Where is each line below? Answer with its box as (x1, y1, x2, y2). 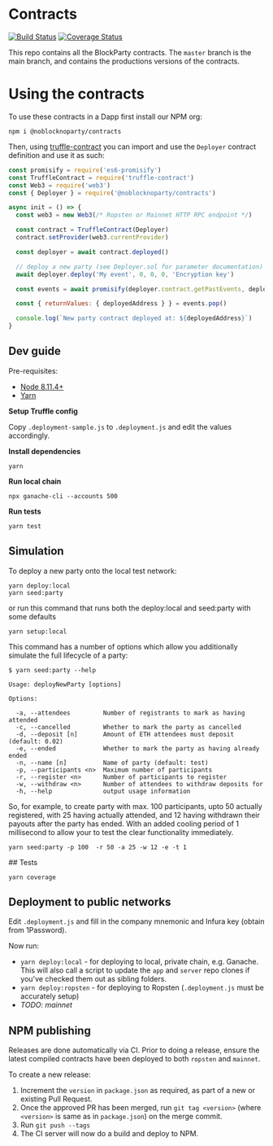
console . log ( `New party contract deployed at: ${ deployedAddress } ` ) (15, 314, 253, 322)
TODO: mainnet (19, 1000, 73, 1010)
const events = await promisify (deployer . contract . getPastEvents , (15, 285, 245, 293)
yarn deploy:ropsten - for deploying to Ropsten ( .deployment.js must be (19, 982, 264, 993)
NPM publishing (8, 1023, 91, 1038)
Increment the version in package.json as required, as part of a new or (19, 1086, 256, 1096)
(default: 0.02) (8, 737, 63, 746)
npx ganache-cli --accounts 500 (8, 492, 118, 501)
